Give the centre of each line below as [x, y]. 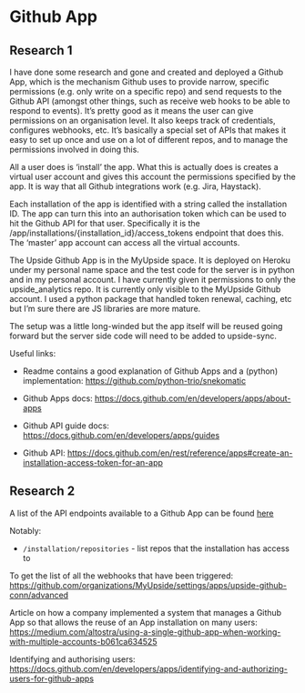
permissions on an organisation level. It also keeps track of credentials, [142, 121]
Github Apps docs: [57, 398]
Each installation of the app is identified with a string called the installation [148, 204]
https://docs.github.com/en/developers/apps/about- [193, 398]
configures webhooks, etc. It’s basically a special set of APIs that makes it [148, 130]
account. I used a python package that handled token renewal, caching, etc [151, 299]
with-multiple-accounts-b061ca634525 [83, 641]
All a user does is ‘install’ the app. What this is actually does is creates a [144, 167]
